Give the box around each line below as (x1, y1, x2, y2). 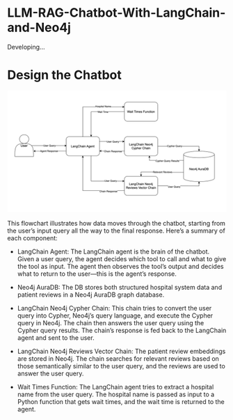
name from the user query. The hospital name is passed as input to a (17, 390, 215, 398)
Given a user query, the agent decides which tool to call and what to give (17, 255, 227, 263)
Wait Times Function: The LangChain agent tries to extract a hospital (17, 383, 214, 391)
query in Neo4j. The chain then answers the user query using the (17, 319, 204, 327)
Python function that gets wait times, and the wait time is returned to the (17, 398, 225, 406)
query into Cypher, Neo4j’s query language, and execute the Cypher (17, 311, 214, 320)
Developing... (7, 42, 45, 51)
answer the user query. (17, 369, 84, 378)
